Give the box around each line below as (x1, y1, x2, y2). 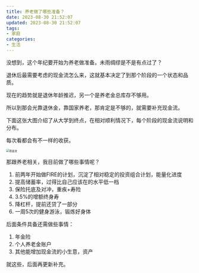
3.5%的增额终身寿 (14, 193, 59, 200)
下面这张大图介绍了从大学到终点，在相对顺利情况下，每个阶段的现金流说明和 (6, 116, 194, 123)
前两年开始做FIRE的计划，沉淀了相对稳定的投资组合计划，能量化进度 (14, 170, 182, 178)
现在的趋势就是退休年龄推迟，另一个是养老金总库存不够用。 (6, 91, 152, 99)
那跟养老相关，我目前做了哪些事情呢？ (6, 158, 100, 165)
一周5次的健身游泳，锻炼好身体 (14, 208, 91, 215)
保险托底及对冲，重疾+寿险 (14, 185, 81, 193)
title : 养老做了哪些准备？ (6, 8, 65, 15)
